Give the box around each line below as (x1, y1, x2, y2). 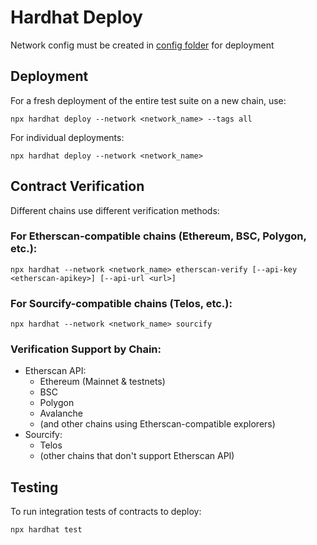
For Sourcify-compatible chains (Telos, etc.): (10, 296, 233, 310)
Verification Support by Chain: (10, 342, 162, 356)
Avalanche (39, 407, 83, 420)
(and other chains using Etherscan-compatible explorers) (39, 418, 276, 430)
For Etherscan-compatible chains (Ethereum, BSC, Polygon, (10, 229, 307, 243)
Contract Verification (10, 178, 145, 195)
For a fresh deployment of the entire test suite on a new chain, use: (10, 94, 287, 106)
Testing (10, 479, 59, 496)
